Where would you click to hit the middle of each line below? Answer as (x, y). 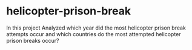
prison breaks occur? (33, 40)
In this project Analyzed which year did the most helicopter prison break (96, 28)
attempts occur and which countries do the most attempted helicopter (94, 34)
